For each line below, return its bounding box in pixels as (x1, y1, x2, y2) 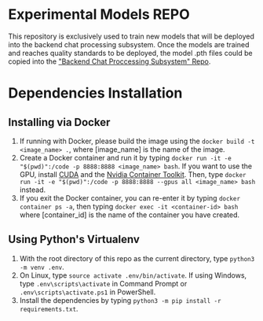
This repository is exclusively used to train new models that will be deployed (8, 31, 255, 41)
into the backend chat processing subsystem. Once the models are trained (8, 39, 250, 49)
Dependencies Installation (8, 84, 183, 102)
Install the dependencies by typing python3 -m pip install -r (19, 295, 221, 304)
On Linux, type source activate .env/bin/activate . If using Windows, (19, 270, 247, 280)
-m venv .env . (19, 262, 64, 271)
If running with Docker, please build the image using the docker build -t (19, 136, 255, 146)
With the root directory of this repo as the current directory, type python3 (19, 253, 255, 263)
